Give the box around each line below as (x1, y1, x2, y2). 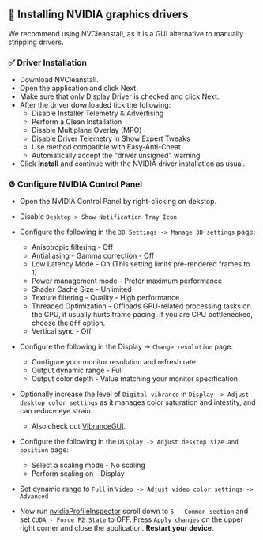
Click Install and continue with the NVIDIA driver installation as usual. (19, 159, 246, 168)
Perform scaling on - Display (31, 469, 125, 478)
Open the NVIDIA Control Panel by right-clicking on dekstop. (19, 197, 217, 206)
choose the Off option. (31, 318, 106, 328)
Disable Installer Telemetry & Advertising (31, 108, 164, 119)
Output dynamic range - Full (31, 365, 124, 376)
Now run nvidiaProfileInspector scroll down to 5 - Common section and (19, 507, 249, 516)
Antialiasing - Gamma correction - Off (31, 251, 155, 261)
